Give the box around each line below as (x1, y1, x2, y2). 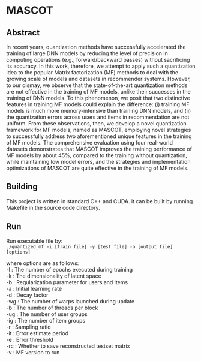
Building (6, 182, 38, 192)
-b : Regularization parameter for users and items (6, 278, 128, 285)
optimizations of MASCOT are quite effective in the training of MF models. (6, 164, 189, 172)
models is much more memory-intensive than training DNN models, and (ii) (6, 107, 191, 114)
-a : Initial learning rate (6, 285, 62, 292)
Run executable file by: (6, 237, 63, 245)
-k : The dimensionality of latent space (6, 272, 102, 279)
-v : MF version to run (6, 348, 60, 356)
